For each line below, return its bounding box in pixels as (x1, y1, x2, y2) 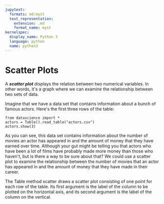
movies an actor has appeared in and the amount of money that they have (5, 137, 154, 143)
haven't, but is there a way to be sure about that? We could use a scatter (5, 153, 151, 159)
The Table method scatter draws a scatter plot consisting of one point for (5, 178, 152, 184)
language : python (9, 39, 45, 44)
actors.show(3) (5, 124, 36, 129)
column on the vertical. (5, 194, 51, 200)
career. (5, 169, 20, 175)
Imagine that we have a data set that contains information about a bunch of (5, 101, 156, 107)
